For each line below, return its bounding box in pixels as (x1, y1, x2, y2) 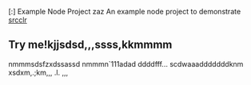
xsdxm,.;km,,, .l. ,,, (8, 68, 69, 77)
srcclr (8, 15, 28, 25)
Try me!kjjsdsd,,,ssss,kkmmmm (8, 38, 173, 52)
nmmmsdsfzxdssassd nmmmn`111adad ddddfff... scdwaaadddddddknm (8, 59, 244, 68)
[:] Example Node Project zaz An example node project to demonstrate (8, 7, 241, 16)
